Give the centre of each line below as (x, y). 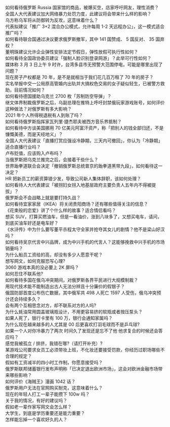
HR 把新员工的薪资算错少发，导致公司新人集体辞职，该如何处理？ (73, 179)
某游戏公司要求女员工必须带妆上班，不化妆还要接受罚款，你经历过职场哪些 (83, 350)
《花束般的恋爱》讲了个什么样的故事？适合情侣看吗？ (61, 210)
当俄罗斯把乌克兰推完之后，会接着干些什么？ (52, 159)
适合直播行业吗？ (23, 147)
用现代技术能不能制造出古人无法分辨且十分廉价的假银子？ (65, 286)
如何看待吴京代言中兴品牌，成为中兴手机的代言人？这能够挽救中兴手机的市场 (85, 242)
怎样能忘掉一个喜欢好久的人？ (36, 419)
